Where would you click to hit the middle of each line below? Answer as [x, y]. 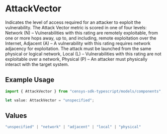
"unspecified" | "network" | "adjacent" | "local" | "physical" [73, 127]
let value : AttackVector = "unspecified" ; [50, 100]
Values [16, 115]
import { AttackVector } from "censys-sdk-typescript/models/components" [83, 91]
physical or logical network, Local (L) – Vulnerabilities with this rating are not [83, 54]
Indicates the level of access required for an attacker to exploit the [73, 22]
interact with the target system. [37, 64]
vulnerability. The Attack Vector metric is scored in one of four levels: [76, 27]
